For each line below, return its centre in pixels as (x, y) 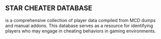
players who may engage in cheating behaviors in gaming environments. (81, 31)
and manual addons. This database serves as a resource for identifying (79, 25)
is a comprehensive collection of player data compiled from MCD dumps (80, 20)
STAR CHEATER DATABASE (49, 8)
